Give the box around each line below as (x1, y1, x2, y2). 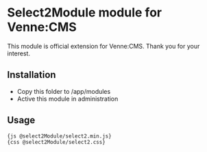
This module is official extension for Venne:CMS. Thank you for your (7, 42, 200, 50)
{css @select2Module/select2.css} (7, 138, 106, 145)
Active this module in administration (16, 94, 119, 103)
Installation (7, 69, 56, 81)
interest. (7, 49, 31, 58)
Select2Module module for (7, 5, 162, 21)
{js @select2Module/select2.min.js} (7, 132, 112, 140)
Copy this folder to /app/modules (16, 87, 111, 95)
